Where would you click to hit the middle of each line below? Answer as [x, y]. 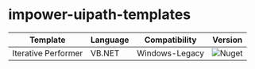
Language [110, 40]
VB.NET [105, 53]
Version [228, 40]
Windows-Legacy [171, 53]
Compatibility [170, 40]
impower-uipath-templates [100, 15]
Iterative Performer [48, 53]
